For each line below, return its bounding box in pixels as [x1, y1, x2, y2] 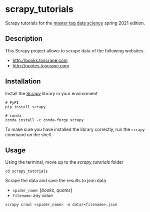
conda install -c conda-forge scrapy [5, 117, 84, 123]
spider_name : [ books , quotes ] [12, 187, 72, 193]
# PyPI [5, 100, 19, 105]
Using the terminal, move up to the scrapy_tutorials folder [5, 159, 123, 165]
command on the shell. [5, 131, 52, 138]
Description [5, 34, 42, 43]
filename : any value [12, 193, 53, 199]
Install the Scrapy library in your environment [5, 90, 98, 96]
